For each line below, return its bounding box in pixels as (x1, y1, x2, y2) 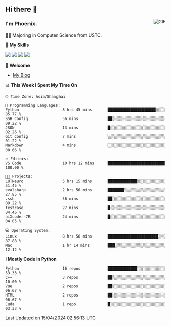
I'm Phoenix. (5, 20, 37, 27)
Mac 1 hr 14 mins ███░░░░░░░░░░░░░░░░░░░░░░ (5, 243, 165, 248)
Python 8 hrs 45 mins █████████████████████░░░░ (5, 107, 165, 112)
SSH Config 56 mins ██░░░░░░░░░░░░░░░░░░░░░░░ (5, 116, 165, 121)
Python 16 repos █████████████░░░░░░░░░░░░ (5, 265, 165, 271)
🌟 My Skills (5, 42, 30, 48)
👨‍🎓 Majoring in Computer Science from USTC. (5, 32, 102, 38)
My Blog (12, 72, 31, 78)
